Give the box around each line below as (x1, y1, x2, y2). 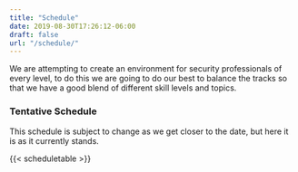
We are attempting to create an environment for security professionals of (9, 63, 283, 74)
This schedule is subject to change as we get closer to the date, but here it (9, 126, 289, 137)
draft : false (9, 30, 59, 39)
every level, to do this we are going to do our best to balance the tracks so (9, 73, 288, 84)
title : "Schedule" (9, 13, 79, 23)
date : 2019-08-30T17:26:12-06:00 (9, 22, 136, 31)
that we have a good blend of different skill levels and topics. (9, 82, 237, 93)
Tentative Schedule (9, 105, 97, 118)
